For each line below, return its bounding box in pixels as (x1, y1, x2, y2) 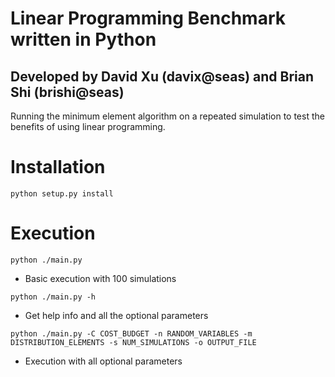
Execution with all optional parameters (24, 355, 183, 367)
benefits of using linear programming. (10, 121, 166, 132)
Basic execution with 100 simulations (24, 272, 177, 284)
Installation (10, 156, 106, 179)
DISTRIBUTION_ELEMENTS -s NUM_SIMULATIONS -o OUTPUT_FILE (10, 337, 257, 347)
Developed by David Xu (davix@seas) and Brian (10, 68, 315, 85)
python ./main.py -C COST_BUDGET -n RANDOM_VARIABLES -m (10, 328, 253, 339)
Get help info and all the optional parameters (24, 309, 209, 321)
